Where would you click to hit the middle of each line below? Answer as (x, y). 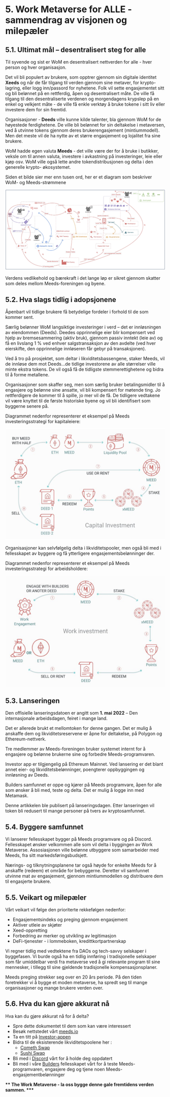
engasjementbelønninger (39, 1075)
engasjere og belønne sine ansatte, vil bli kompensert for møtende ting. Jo (83, 390)
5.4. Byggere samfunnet (44, 827)
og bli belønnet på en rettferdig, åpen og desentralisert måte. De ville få (80, 93)
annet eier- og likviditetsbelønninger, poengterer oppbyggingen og (75, 769)
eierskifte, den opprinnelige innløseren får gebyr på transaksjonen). (76, 349)
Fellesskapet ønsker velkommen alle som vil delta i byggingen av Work (79, 845)
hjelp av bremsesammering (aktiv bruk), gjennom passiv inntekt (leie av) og (84, 338)
